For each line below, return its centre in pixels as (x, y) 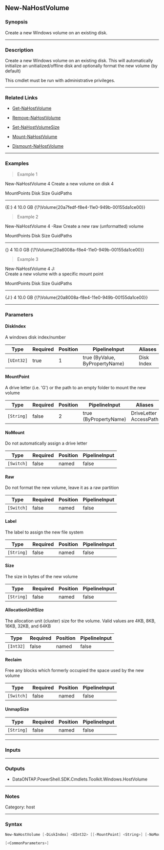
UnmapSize (17, 709)
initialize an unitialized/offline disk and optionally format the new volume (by (81, 66)
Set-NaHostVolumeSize (36, 127)
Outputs (15, 768)
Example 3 (28, 259)
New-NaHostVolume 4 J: (30, 268)
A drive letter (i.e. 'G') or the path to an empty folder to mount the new (76, 387)
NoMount (15, 432)
